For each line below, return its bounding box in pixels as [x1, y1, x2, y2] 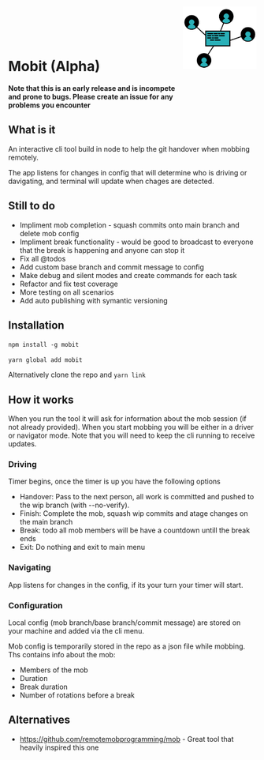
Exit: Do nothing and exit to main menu [19, 543, 146, 552]
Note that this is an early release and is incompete [8, 83, 176, 92]
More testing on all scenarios [19, 287, 114, 297]
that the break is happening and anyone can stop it [19, 245, 185, 254]
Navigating [8, 562, 51, 574]
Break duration [19, 682, 69, 692]
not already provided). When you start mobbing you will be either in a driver [8, 423, 255, 432]
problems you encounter [8, 100, 91, 110]
